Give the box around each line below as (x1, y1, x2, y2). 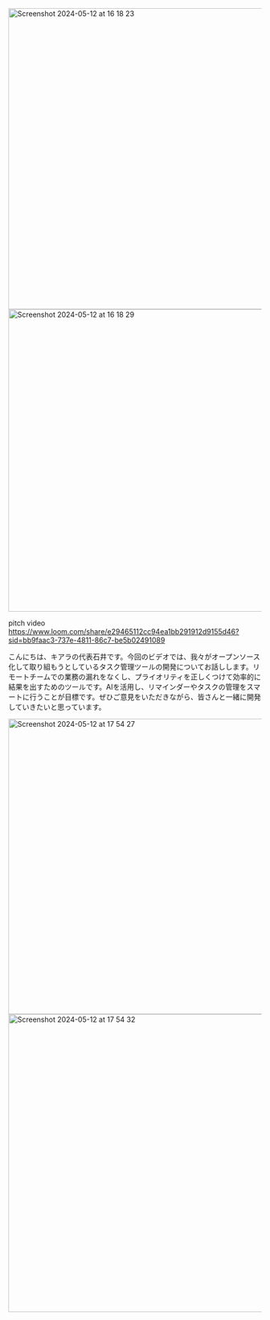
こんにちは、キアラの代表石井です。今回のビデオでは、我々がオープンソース (8, 652, 261, 662)
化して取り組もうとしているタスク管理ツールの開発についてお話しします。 (8, 662, 253, 671)
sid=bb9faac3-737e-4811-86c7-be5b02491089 (8, 635, 166, 645)
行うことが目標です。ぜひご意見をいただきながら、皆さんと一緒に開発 (29, 692, 261, 702)
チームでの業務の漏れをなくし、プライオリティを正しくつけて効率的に (29, 672, 261, 682)
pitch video (8, 618, 46, 628)
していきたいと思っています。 (8, 703, 106, 711)
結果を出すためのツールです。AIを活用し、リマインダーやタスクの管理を (8, 683, 247, 691)
